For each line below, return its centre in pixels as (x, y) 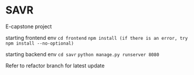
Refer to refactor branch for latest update (55, 66)
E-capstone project (29, 26)
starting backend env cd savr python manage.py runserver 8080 (82, 54)
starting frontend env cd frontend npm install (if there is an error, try (97, 37)
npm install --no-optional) (40, 43)
